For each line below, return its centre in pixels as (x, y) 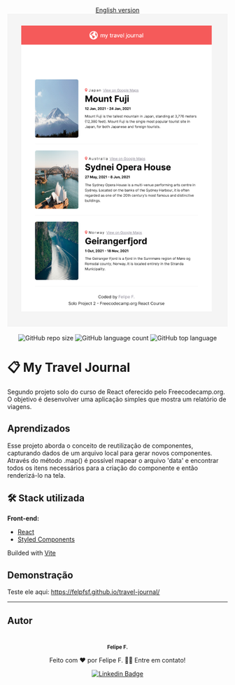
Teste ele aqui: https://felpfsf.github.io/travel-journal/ (84, 592)
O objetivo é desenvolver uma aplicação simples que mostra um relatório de (117, 399)
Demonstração (40, 575)
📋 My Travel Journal (69, 367)
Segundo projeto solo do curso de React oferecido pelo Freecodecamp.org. (116, 392)
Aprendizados (39, 429)
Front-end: (23, 518)
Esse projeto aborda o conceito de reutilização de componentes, (100, 445)
